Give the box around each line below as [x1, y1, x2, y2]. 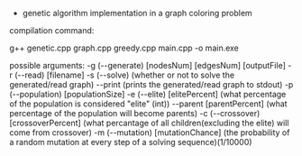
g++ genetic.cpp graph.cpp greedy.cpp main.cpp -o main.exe [9, 42, 239, 53]
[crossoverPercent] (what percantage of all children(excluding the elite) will [9, 117, 289, 128]
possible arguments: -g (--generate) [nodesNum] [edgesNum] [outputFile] [9, 60, 286, 70]
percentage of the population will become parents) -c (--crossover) [9, 108, 261, 118]
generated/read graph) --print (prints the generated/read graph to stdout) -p [9, 79, 294, 89]
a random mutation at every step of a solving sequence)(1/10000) [9, 137, 252, 147]
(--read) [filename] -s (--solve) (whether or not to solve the [14, 69, 235, 80]
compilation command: [9, 25, 95, 35]
